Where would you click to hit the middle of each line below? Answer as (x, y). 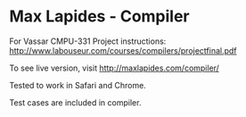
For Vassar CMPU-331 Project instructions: (88, 41)
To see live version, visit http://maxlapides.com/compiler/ (115, 68)
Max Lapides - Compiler (99, 17)
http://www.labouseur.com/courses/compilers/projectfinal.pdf (123, 50)
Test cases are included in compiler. (75, 102)
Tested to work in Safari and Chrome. (78, 85)
